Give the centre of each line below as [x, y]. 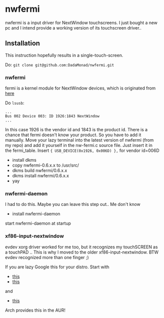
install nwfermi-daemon [36, 214]
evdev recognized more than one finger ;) [47, 257]
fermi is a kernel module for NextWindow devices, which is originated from [80, 88]
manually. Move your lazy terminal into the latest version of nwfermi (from [80, 140]
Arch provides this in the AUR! [35, 310]
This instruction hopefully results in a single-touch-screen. [64, 55]
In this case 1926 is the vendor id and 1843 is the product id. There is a [76, 130]
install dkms [24, 160]
